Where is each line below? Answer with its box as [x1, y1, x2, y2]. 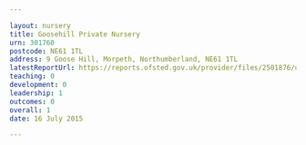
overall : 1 [9, 105, 51, 114]
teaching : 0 [9, 72, 55, 82]
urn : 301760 [9, 38, 55, 47]
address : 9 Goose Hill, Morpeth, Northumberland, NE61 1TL [9, 55, 239, 64]
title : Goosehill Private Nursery [9, 29, 141, 39]
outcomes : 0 [9, 97, 55, 106]
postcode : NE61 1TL [9, 46, 84, 55]
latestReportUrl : [9, 63, 76, 72]
